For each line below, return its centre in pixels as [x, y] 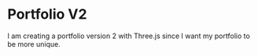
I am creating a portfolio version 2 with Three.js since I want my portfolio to [129, 36]
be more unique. [34, 44]
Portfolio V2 [47, 14]
